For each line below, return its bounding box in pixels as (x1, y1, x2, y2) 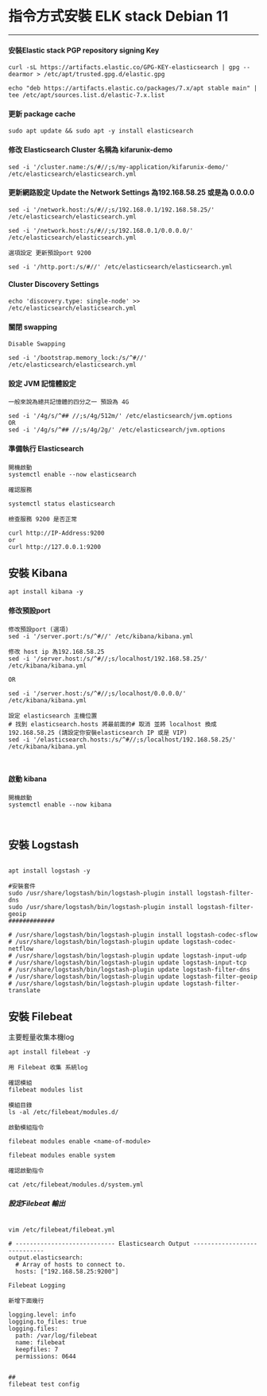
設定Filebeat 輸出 (8, 1199, 66, 1208)
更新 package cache (8, 109, 76, 118)
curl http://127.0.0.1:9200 (8, 543, 102, 551)
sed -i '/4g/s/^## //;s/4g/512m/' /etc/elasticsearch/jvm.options (8, 412, 233, 420)
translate (8, 986, 41, 994)
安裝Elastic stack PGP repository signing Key (8, 45, 160, 55)
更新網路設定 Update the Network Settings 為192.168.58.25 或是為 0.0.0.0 (8, 188, 255, 197)
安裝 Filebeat (8, 1010, 73, 1023)
